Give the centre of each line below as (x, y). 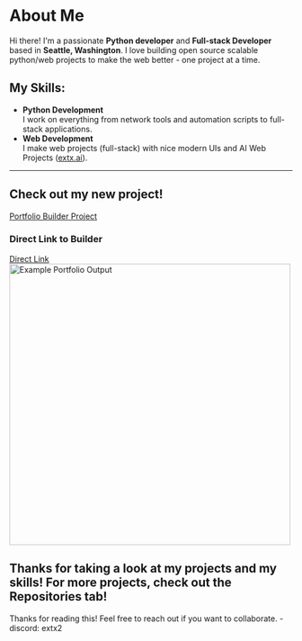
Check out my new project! (86, 194)
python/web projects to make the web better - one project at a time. (135, 59)
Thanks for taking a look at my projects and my (143, 569)
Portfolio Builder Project (53, 216)
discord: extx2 (36, 627)
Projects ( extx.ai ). (55, 158)
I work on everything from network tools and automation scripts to (145, 119)
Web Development (58, 138)
